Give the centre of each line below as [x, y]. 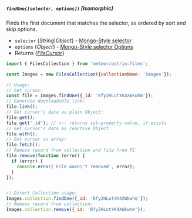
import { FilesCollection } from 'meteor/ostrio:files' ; [77, 64]
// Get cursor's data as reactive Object [58, 128]
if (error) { [27, 161]
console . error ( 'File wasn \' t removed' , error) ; [76, 166]
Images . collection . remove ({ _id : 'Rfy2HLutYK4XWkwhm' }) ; [76, 210]
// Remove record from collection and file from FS [70, 150]
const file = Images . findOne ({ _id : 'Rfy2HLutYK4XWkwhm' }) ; [80, 96]
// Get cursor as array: [36, 139]
